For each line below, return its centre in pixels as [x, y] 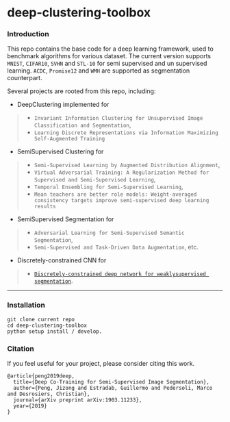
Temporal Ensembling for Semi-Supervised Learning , [108, 187]
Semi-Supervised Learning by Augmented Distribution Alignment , [127, 165]
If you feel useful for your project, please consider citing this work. [101, 364]
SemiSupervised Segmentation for [65, 219]
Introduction [28, 34]
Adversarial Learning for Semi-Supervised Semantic [109, 233]
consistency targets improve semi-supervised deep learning [122, 201]
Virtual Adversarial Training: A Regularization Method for [122, 173]
